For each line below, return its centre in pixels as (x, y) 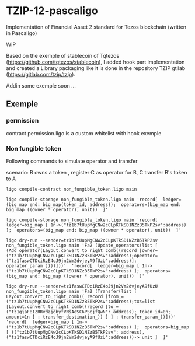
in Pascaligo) (22, 33)
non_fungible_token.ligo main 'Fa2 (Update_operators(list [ (82, 245)
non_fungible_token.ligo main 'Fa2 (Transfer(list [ (72, 291)
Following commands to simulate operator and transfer (72, 161)
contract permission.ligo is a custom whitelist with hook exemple (84, 133)
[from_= (115, 296)
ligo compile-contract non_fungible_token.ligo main (72, 189)
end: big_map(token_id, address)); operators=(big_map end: (105, 205)
